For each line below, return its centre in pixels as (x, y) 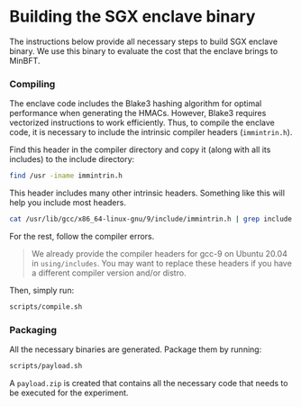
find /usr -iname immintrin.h (66, 176)
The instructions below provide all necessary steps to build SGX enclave (143, 41)
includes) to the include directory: (72, 159)
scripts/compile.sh (46, 307)
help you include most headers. (68, 203)
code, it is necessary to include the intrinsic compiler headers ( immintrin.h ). (151, 132)
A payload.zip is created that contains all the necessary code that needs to (149, 384)
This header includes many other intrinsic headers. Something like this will (147, 193)
